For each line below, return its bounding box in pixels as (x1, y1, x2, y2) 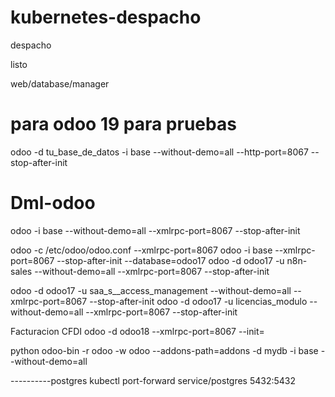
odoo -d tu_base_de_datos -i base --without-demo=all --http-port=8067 (10, 146, 309, 158)
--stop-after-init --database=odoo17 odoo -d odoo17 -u (56, 254, 285, 266)
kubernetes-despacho (10, 6, 202, 29)
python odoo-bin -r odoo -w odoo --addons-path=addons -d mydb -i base (10, 344, 319, 356)
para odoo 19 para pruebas (10, 113, 237, 136)
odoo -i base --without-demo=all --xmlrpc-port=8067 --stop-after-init (10, 224, 301, 236)
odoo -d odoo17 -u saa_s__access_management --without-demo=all (10, 284, 292, 296)
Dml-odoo (10, 192, 96, 215)
